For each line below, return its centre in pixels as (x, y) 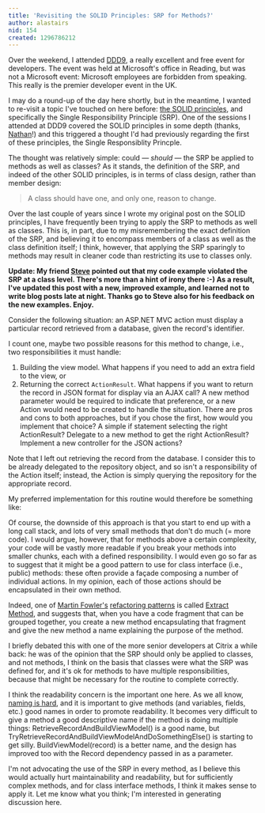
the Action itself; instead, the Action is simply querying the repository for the (132, 475)
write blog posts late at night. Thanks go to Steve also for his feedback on (131, 297)
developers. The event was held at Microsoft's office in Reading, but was (127, 69)
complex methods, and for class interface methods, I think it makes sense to (132, 786)
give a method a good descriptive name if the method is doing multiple (123, 720)
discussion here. (35, 803)
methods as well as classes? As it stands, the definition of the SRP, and (124, 166)
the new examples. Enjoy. (51, 304)
